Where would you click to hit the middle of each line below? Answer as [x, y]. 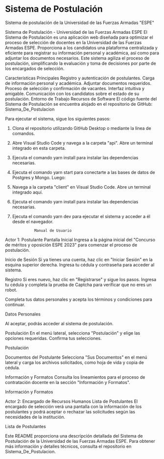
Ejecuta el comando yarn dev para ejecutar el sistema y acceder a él [81, 216]
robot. [11, 290]
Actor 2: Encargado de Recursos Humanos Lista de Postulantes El [71, 401]
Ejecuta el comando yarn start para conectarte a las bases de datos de [83, 172]
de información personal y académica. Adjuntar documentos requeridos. [78, 83]
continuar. [15, 304]
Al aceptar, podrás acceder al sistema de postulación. [59, 323]
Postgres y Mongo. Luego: [39, 177]
